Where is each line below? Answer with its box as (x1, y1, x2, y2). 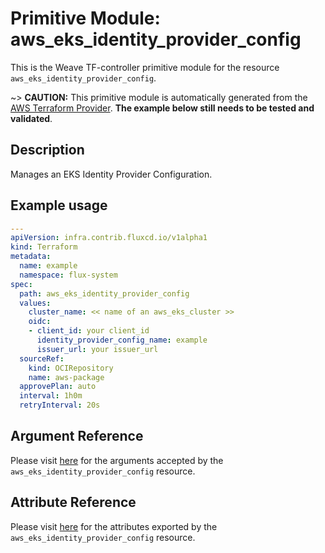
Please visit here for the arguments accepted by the (10, 454, 224, 466)
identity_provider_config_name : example (36, 335, 208, 346)
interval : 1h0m (19, 391, 83, 401)
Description (10, 142, 85, 159)
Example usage (10, 197, 108, 214)
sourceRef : (19, 353, 65, 364)
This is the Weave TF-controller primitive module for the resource (10, 61, 280, 73)
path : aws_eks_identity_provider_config (19, 288, 190, 299)
